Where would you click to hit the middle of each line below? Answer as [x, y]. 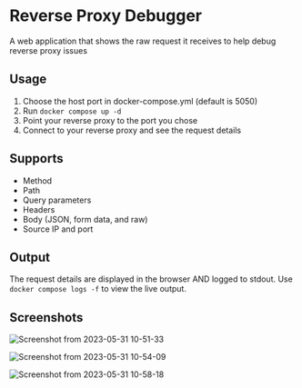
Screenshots [46, 318]
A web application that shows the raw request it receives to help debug [143, 41]
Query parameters [57, 200]
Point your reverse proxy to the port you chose [110, 120]
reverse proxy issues [49, 50]
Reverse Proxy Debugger [106, 16]
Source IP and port [58, 229]
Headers [39, 209]
